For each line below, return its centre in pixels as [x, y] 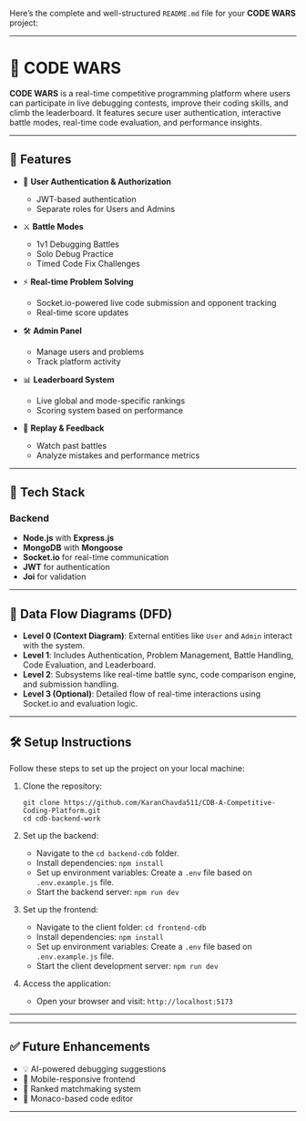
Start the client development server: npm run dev [127, 966]
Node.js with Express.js [68, 538]
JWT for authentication [66, 567]
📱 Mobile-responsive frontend [79, 1079]
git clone [41, 803]
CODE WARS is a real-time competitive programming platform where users [150, 93]
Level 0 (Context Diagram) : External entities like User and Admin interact [158, 636]
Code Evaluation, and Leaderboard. [89, 665]
